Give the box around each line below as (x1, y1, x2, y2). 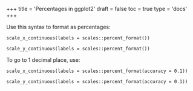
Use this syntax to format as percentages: (6, 24, 111, 30)
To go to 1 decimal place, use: (6, 56, 80, 63)
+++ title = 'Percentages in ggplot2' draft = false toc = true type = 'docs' (6, 5, 188, 12)
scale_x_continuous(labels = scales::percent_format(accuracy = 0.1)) (6, 68, 188, 74)
